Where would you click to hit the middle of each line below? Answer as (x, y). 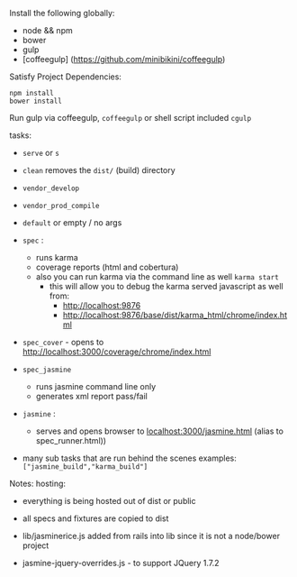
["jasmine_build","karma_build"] (85, 467)
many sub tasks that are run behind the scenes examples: (129, 458)
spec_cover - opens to (63, 342)
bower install (36, 101)
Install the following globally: (62, 13)
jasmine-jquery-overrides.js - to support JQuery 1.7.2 (121, 563)
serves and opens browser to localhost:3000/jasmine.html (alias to (159, 431)
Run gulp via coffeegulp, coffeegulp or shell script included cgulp (130, 118)
